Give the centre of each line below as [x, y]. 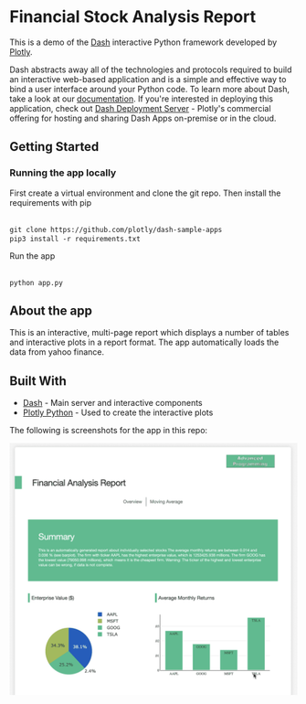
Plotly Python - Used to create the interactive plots [118, 412]
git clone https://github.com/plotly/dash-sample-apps [116, 229]
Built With [38, 381]
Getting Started [54, 147]
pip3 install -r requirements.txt [75, 239]
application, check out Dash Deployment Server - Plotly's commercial [140, 108]
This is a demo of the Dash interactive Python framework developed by [143, 42]
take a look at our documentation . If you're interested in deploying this [142, 99]
